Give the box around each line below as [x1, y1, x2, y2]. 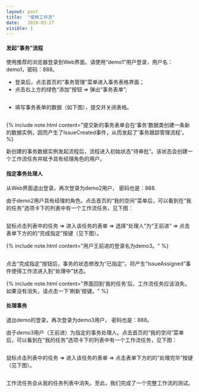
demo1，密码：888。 [6, 66, 58, 73]
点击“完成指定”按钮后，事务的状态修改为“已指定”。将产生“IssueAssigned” [6, 260, 186, 267]
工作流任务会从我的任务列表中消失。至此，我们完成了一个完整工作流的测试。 [6, 379, 194, 386]
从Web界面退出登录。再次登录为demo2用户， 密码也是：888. [6, 184, 156, 192]
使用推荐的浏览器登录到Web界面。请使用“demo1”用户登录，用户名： [6, 59, 173, 66]
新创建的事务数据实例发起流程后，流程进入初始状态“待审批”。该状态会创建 [6, 148, 188, 155]
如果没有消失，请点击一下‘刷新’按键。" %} [6, 287, 109, 294]
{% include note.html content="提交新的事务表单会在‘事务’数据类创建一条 [6, 122, 185, 129]
